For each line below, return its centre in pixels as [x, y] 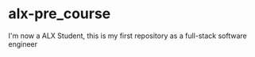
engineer [23, 44]
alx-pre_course [60, 14]
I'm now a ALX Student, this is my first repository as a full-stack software [128, 36]
